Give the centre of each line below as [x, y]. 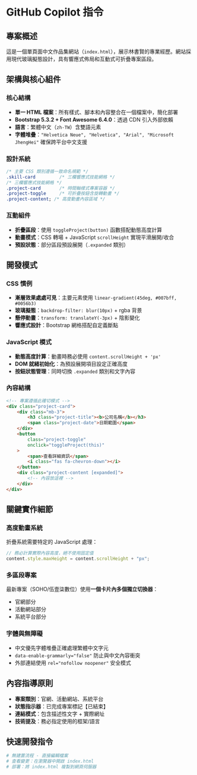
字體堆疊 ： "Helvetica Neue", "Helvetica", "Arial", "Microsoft [94, 134]
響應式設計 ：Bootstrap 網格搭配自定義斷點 [66, 325]
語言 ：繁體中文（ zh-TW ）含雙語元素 [58, 127]
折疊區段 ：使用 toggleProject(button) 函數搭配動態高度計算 [88, 229]
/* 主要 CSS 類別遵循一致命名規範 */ [47, 171]
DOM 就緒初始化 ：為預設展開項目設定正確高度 [71, 363]
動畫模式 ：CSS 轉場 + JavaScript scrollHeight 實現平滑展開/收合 [94, 237]
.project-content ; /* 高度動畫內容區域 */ [56, 199]
